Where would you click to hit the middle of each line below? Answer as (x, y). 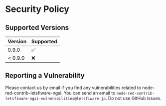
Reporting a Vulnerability (45, 76)
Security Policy (37, 9)
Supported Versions (37, 28)
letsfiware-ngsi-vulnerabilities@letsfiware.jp (56, 99)
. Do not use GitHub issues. (134, 98)
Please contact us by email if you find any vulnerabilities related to (73, 88)
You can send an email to (89, 93)
